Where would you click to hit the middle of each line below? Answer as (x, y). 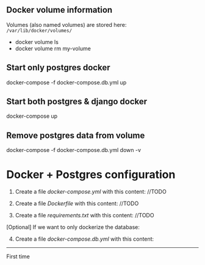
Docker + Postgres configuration (91, 175)
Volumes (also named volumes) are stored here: (67, 24)
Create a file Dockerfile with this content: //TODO (77, 203)
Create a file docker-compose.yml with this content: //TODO (91, 192)
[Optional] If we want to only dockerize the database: (73, 227)
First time (18, 256)
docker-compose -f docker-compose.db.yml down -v (74, 150)
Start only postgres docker (58, 67)
